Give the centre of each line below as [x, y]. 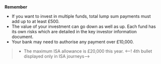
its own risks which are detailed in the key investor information [74, 32]
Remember [16, 7]
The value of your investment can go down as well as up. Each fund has [84, 26]
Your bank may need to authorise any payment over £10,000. [73, 42]
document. [22, 37]
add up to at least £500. [36, 21]
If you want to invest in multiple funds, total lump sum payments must [81, 16]
